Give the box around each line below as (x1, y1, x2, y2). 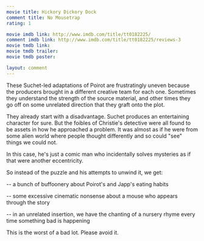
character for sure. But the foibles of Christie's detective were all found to (6, 119, 191, 127)
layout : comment (6, 65, 47, 71)
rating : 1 (6, 20, 32, 26)
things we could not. (6, 138, 58, 146)
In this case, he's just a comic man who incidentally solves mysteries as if (6, 150, 191, 158)
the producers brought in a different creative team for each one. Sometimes (6, 88, 196, 95)
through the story (6, 198, 50, 206)
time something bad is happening (6, 217, 90, 224)
